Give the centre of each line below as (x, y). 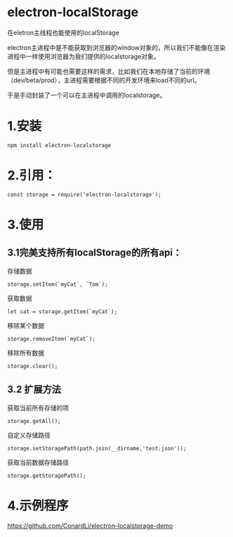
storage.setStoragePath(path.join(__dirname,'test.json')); (97, 448)
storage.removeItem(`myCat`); (52, 339)
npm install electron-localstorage (59, 145)
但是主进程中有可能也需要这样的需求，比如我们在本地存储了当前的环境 (109, 71)
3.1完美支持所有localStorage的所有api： (95, 253)
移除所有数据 (26, 353)
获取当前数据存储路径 (38, 462)
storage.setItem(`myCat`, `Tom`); (58, 284)
